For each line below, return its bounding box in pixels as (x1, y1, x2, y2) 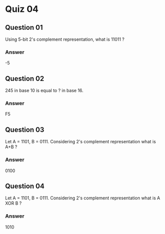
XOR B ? (5, 200, 22, 206)
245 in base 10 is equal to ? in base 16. (5, 88, 84, 94)
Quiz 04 (5, 3, 39, 15)
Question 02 (5, 74, 45, 83)
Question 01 (5, 23, 43, 32)
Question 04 (5, 182, 45, 190)
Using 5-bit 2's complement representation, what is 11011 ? (5, 36, 125, 42)
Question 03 (5, 125, 45, 134)
